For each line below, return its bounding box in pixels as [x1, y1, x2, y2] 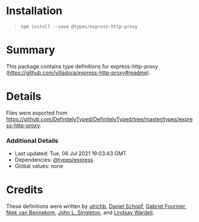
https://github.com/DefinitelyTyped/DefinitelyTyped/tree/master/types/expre [6, 115, 193, 122]
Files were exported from [6, 109, 68, 116]
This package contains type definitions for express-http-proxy [6, 63, 158, 70]
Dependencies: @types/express [14, 156, 94, 164]
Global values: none [14, 162, 63, 169]
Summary [6, 43, 55, 57]
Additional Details [6, 136, 59, 145]
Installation [6, 4, 63, 18]
